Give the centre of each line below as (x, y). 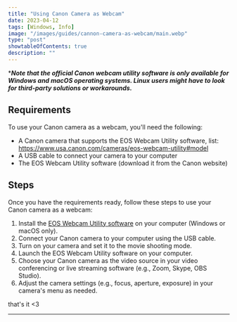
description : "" (32, 53)
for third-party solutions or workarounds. (70, 88)
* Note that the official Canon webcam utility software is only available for (118, 73)
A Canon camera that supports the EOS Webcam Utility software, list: (118, 141)
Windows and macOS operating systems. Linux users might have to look (117, 80)
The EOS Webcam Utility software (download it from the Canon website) (123, 163)
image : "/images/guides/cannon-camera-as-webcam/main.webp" (98, 33)
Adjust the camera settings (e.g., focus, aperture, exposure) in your (116, 283)
